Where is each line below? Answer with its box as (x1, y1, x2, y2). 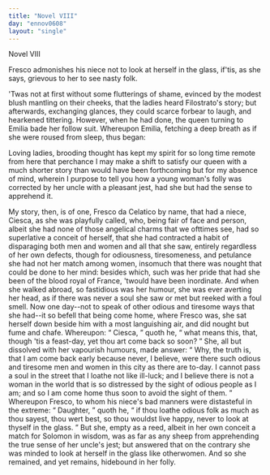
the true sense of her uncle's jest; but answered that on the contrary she (8, 440, 251, 450)
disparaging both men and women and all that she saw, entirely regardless (8, 241, 257, 252)
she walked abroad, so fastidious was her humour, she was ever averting (8, 285, 252, 295)
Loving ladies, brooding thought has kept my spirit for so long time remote (8, 148, 255, 158)
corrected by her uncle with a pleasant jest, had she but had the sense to (8, 183, 253, 192)
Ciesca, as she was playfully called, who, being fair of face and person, (8, 216, 247, 226)
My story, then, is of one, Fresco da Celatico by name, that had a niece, (8, 207, 247, 217)
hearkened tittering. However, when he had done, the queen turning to (8, 115, 244, 125)
